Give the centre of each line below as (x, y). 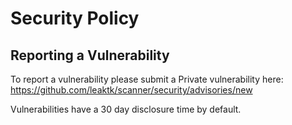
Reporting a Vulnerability (90, 55)
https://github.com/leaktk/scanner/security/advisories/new (131, 90)
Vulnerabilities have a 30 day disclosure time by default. (126, 109)
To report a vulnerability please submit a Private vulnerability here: (147, 79)
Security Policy (75, 18)
